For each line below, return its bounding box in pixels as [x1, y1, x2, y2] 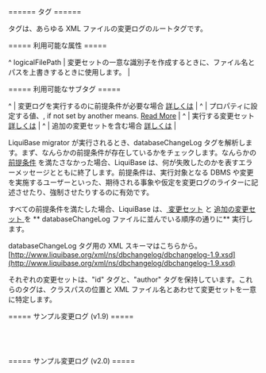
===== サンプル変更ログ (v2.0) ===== [8, 356, 136, 365]
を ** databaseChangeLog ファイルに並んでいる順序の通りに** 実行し [23, 214, 253, 224]
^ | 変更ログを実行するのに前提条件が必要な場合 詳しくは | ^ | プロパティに [8, 102, 251, 110]
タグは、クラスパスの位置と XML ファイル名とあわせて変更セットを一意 [21, 285, 256, 294]
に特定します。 [8, 294, 57, 304]
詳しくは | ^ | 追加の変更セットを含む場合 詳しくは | [8, 121, 177, 130]
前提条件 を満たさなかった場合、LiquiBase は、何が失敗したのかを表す [8, 158, 239, 167]
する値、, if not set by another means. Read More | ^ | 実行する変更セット [14, 111, 256, 121]
